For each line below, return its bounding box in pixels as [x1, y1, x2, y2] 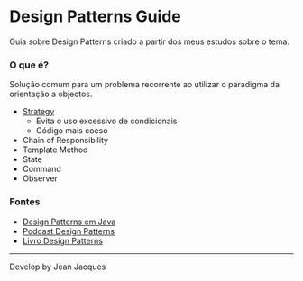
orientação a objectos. [9, 88, 93, 100]
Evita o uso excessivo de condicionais [35, 115, 178, 127]
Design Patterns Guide [9, 6, 182, 27]
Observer [22, 173, 59, 184]
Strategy [22, 106, 55, 117]
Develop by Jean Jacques [9, 261, 106, 272]
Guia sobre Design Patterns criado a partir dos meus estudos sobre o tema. [9, 36, 290, 47]
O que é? [9, 59, 50, 71]
